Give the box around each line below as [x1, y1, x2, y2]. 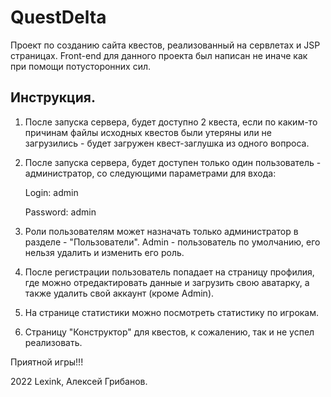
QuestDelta [10, 6, 107, 29]
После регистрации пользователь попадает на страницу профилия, [24, 266, 315, 278]
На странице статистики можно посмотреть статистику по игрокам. [24, 306, 320, 318]
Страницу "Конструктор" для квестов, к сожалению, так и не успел [24, 326, 315, 338]
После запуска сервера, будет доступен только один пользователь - [24, 156, 322, 168]
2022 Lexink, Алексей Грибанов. [10, 375, 148, 387]
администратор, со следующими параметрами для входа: [24, 167, 277, 179]
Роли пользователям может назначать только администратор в [24, 225, 299, 237]
